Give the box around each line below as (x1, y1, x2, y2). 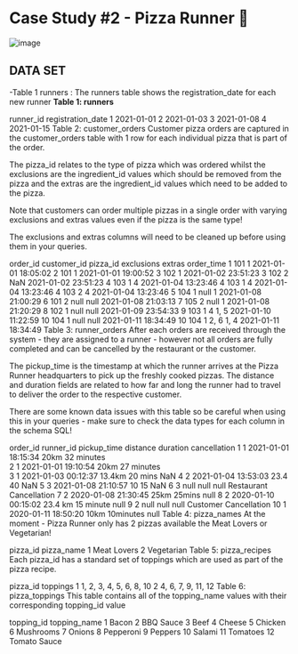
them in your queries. (9, 240, 87, 252)
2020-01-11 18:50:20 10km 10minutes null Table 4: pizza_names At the (9, 508, 266, 519)
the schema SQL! (9, 424, 73, 435)
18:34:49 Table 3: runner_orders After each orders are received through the (9, 324, 286, 335)
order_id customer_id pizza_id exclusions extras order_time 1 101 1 (9, 258, 251, 269)
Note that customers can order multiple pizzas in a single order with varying (9, 205, 287, 215)
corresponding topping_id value (9, 600, 126, 610)
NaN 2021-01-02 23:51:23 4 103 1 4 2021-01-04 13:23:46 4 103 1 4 (9, 277, 254, 287)
